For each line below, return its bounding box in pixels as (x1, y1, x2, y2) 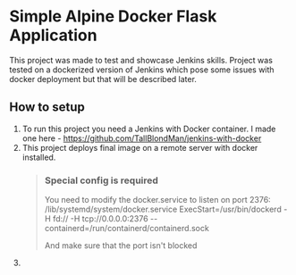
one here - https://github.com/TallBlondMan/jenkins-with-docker (21, 132, 262, 144)
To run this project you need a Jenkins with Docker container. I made (21, 123, 276, 134)
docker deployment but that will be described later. (9, 73, 197, 84)
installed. (21, 152, 56, 162)
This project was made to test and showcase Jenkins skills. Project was (9, 54, 273, 65)
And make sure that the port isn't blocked (44, 240, 198, 251)
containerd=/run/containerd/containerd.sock (44, 223, 210, 234)
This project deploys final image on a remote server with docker (21, 142, 258, 153)
